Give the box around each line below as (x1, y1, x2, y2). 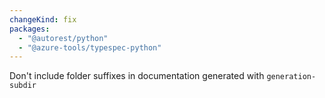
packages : (9, 24, 51, 34)
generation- (266, 72, 317, 82)
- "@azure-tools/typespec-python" (18, 42, 162, 53)
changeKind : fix (9, 14, 77, 25)
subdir (9, 81, 37, 91)
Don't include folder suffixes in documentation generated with (9, 70, 265, 82)
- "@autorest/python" (18, 33, 109, 43)
